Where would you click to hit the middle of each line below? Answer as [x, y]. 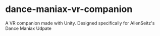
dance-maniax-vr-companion [69, 9]
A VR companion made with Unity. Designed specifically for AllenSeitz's [80, 23]
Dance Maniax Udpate [29, 28]
